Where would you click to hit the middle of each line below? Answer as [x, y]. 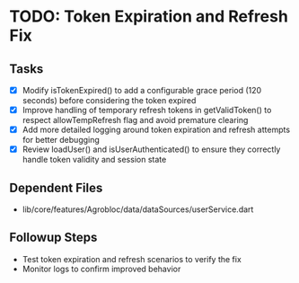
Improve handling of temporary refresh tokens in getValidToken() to [147, 111]
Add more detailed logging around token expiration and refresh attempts [156, 130]
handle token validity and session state [94, 160]
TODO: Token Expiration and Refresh [149, 17]
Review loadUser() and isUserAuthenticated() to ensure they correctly [151, 149]
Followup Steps [53, 238]
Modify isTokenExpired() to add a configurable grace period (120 [142, 90]
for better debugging [61, 140]
